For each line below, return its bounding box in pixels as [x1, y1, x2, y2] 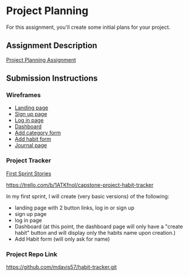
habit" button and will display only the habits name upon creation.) [14, 229, 176, 236]
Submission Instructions [6, 74, 98, 84]
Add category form [14, 129, 61, 137]
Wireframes [6, 91, 41, 99]
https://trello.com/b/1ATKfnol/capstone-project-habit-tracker [6, 181, 154, 188]
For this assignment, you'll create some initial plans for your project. [6, 24, 171, 31]
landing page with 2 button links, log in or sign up [14, 204, 134, 211]
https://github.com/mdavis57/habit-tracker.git [6, 264, 117, 271]
